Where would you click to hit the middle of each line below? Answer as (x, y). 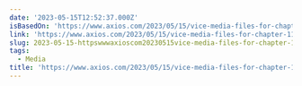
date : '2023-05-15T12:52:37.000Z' (74, 17)
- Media (32, 59)
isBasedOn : (30, 26)
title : (22, 68)
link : (19, 34)
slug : (19, 43)
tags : (19, 51)
